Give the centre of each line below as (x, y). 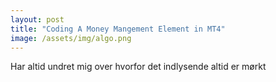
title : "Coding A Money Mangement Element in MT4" (118, 29)
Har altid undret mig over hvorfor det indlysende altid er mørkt (138, 67)
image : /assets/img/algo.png (71, 38)
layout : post (37, 19)
